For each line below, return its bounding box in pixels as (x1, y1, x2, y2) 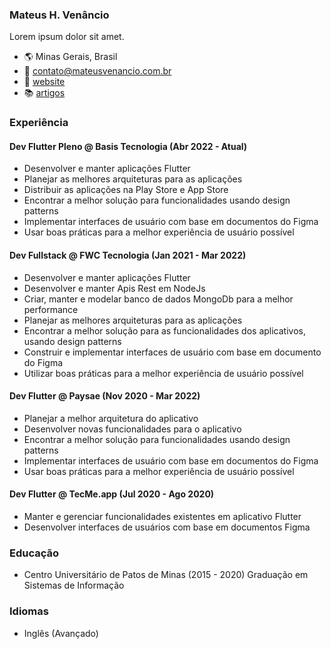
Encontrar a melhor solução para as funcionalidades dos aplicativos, (23, 324, 306, 337)
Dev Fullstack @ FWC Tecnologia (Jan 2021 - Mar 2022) (9, 249, 247, 262)
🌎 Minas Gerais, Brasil (23, 51, 118, 63)
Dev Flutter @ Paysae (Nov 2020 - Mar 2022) (9, 390, 201, 402)
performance (23, 303, 79, 315)
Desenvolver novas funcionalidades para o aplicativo (23, 423, 242, 435)
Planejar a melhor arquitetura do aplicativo (23, 412, 199, 424)
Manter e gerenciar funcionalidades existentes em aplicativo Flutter (23, 511, 302, 523)
